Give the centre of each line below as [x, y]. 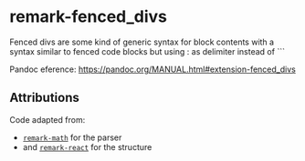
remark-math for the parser [72, 137]
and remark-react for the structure [87, 146]
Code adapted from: [47, 119]
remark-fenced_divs [88, 17]
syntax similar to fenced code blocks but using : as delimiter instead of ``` [147, 51]
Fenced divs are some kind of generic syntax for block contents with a [142, 42]
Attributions [45, 98]
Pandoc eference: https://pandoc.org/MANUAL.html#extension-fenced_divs [153, 69]
